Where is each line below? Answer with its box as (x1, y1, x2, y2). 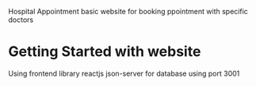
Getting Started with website (8, 43, 201, 61)
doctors (8, 15, 34, 24)
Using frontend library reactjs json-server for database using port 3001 (8, 69, 240, 78)
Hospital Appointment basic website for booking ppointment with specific (8, 7, 248, 16)
